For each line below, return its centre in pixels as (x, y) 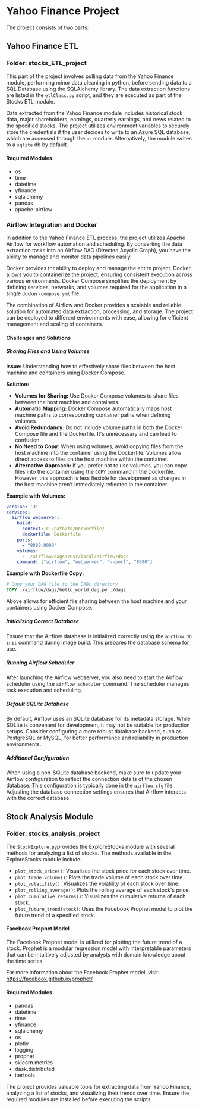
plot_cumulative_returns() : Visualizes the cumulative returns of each (100, 896)
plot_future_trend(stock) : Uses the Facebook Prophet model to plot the (104, 908)
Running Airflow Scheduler (40, 663)
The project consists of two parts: (48, 27)
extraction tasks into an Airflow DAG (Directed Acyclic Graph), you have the (99, 251)
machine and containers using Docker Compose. (66, 373)
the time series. (25, 961)
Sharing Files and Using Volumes (48, 351)
